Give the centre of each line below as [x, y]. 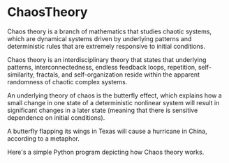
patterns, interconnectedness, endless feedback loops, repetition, [102, 67]
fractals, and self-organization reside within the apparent [118, 75]
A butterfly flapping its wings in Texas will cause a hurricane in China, [107, 131]
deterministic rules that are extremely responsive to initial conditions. [106, 46]
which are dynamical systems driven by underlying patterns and [99, 38]
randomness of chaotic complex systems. [67, 81]
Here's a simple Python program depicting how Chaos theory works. [106, 152]
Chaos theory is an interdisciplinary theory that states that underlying [107, 59]
